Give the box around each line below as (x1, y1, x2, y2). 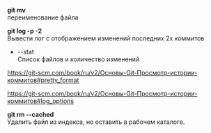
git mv (7, 6, 26, 14)
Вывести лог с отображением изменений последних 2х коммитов (7, 34, 205, 42)
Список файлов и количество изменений (17, 55, 140, 63)
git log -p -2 (7, 27, 42, 35)
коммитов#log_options (7, 97, 75, 105)
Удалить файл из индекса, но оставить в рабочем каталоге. (7, 118, 185, 126)
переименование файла (7, 13, 79, 22)
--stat (17, 48, 35, 56)
